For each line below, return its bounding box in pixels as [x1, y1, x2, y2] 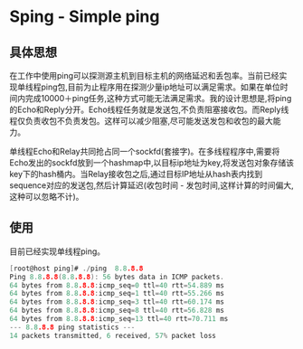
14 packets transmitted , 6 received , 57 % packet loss [9, 331, 217, 340]
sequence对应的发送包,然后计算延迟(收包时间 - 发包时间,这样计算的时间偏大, [9, 180, 294, 191]
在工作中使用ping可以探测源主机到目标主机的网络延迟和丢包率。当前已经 [9, 71, 279, 80]
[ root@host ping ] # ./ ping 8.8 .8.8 [9, 264, 144, 273]
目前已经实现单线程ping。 [9, 246, 106, 257]
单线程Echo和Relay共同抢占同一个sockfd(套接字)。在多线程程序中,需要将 [9, 146, 280, 156]
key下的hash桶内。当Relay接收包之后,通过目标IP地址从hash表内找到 [9, 169, 263, 179]
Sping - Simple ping [9, 6, 160, 27]
